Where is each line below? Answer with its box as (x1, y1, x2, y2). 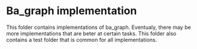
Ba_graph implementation (6, 4, 137, 18)
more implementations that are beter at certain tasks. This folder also (6, 30, 177, 37)
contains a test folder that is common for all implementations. (6, 36, 157, 43)
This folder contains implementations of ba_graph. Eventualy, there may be (6, 24, 192, 31)
